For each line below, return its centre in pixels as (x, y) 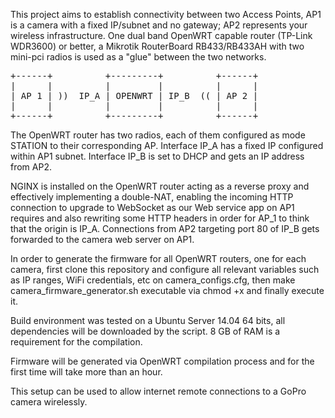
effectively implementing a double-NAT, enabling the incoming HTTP (152, 197)
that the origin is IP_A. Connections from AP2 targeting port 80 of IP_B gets (165, 228)
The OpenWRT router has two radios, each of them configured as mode (158, 135)
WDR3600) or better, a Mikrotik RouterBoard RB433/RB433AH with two (157, 46)
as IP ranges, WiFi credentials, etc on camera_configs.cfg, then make (153, 280)
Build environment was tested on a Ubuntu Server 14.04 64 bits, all (148, 320)
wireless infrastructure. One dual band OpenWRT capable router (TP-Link (161, 35)
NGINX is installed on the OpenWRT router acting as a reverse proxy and (160, 186)
